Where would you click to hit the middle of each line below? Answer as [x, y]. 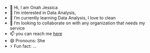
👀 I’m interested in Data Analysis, [43, 13]
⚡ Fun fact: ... [23, 46]
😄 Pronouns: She [27, 41]
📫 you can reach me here [36, 34]
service [17, 28]
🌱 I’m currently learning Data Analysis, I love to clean [63, 18]
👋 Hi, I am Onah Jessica [33, 8]
